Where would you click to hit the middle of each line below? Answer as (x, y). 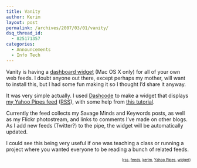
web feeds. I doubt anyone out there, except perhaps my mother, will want (96, 78)
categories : (21, 44)
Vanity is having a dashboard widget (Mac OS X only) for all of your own (93, 71)
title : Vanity (23, 11)
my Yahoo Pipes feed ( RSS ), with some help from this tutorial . (80, 102)
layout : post (22, 22)
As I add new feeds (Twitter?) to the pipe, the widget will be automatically (95, 125)
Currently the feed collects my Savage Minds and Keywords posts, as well (96, 113)
